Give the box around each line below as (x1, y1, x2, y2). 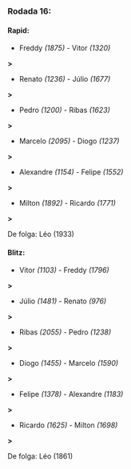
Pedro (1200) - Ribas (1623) (18, 106, 111, 115)
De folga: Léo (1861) (7, 451, 73, 461)
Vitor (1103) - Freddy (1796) (18, 266, 109, 275)
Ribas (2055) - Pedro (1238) (18, 327, 112, 337)
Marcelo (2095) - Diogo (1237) (18, 136, 120, 146)
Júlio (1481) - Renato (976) (18, 296, 107, 306)
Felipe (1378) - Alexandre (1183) (18, 390, 124, 399)
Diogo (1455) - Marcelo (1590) (18, 359, 119, 368)
